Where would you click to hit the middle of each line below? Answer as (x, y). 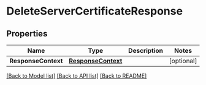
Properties (27, 34)
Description (146, 51)
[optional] (183, 61)
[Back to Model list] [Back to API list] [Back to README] (77, 76)
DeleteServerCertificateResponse (94, 11)
